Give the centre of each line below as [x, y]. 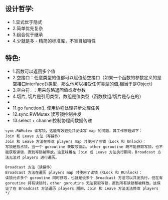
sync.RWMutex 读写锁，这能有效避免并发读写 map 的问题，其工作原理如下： [74, 131]
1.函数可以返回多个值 [34, 71]
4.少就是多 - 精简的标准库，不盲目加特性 [54, 41]
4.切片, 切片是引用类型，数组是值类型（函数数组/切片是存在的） [78, 96]
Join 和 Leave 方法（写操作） [34, 136]
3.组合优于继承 [28, 35]
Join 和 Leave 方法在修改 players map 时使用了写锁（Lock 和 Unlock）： [76, 141]
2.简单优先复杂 [28, 28]
